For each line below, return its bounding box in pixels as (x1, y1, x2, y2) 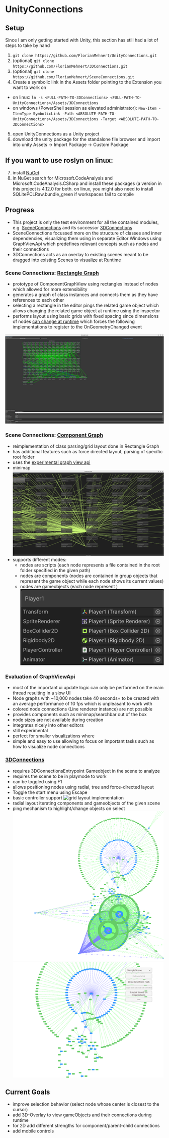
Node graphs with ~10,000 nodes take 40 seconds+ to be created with (12, 695, 159, 701)
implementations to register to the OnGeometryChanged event (12, 323, 142, 329)
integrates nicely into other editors (12, 722, 84, 728)
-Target (100, 117, 117, 122)
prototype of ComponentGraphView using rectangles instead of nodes (12, 280, 158, 287)
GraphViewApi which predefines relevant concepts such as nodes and (12, 241, 158, 247)
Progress (5, 206, 34, 214)
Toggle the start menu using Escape (12, 789, 88, 795)
